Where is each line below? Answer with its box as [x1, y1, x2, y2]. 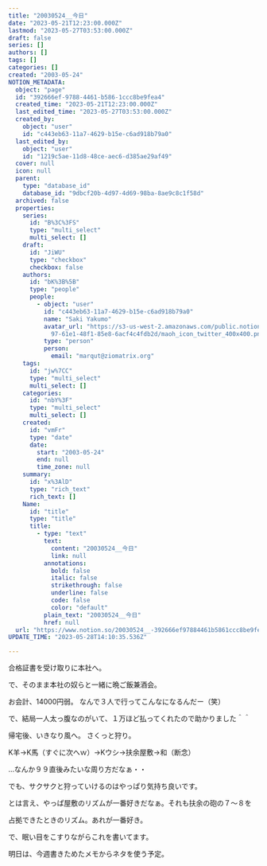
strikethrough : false [50, 582, 123, 590]
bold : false [50, 567, 91, 575]
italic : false [50, 574, 98, 582]
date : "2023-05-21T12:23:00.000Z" [8, 19, 123, 27]
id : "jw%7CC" [29, 367, 73, 375]
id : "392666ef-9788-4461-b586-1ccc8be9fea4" [15, 93, 165, 101]
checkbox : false [29, 263, 83, 271]
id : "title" [29, 507, 69, 516]
